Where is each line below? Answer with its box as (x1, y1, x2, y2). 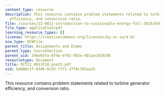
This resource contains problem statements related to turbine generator (5, 80, 150, 86)
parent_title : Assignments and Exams (5, 44, 82, 49)
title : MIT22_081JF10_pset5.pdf (5, 62, 71, 67)
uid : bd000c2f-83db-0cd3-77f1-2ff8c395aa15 (5, 67, 96, 72)
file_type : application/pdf (5, 26, 63, 31)
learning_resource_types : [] (5, 30, 65, 35)
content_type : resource (5, 7, 54, 12)
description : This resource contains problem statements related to (5, 12, 148, 17)
